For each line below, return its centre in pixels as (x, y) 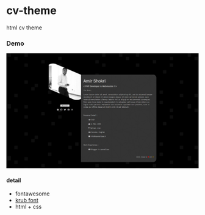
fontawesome (32, 194)
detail (14, 180)
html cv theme (24, 27)
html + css (28, 207)
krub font (27, 200)
